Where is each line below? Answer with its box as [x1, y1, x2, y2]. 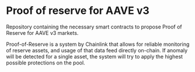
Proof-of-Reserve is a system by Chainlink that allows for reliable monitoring [6, 41, 190, 48]
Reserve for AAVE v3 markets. [6, 29, 79, 36]
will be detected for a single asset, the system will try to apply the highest [6, 53, 183, 60]
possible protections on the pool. [6, 59, 86, 66]
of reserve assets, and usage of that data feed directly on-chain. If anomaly [6, 46, 188, 53]
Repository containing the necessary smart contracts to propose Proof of [6, 23, 182, 30]
